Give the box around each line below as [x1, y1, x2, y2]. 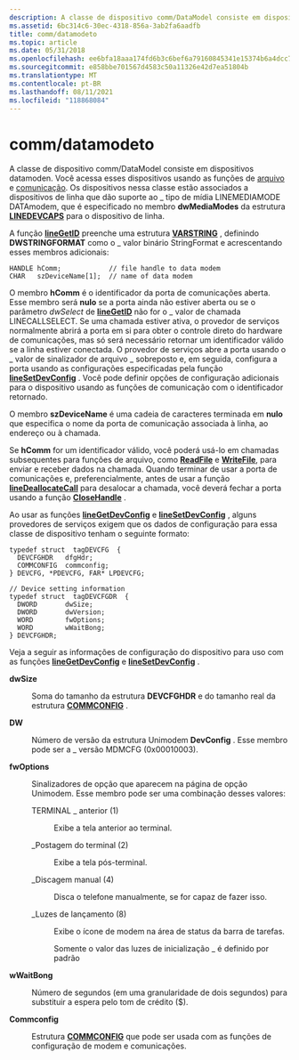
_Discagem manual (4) [31, 874, 114, 886]
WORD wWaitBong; [17, 624, 105, 633]
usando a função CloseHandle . [9, 492, 126, 503]
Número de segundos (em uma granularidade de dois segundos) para [31, 987, 287, 998]
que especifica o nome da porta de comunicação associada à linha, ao [9, 418, 269, 429]
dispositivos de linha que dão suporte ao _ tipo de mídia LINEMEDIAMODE [9, 192, 281, 203]
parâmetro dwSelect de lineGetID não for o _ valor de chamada [9, 306, 241, 317]
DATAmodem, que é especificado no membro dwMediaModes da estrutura [9, 201, 287, 212]
